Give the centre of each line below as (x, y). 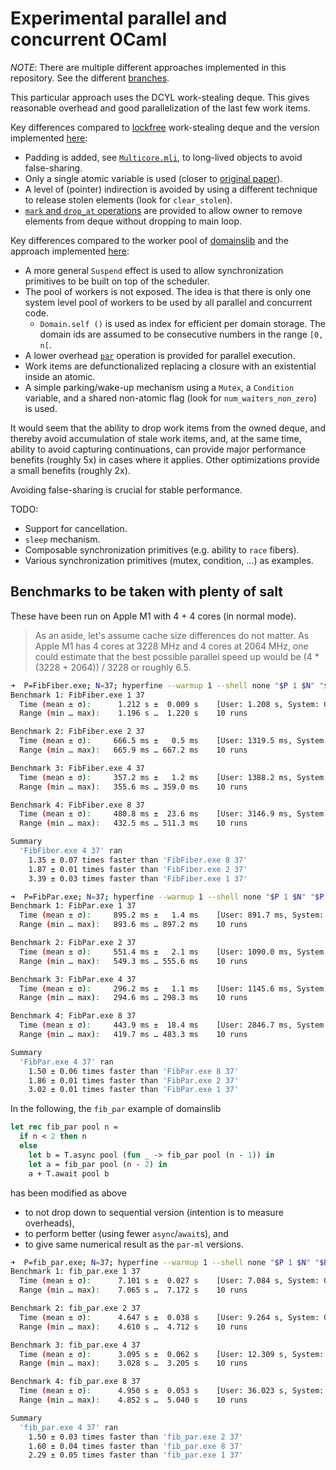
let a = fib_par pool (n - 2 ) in (98, 1164)
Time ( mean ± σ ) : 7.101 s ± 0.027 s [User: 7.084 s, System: (169, 1281)
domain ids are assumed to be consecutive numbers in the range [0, (181, 334)
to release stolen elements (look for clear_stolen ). (128, 199)
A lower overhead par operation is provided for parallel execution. (160, 355)
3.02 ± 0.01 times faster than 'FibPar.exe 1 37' (134, 1090)
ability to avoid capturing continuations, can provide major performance (158, 449)
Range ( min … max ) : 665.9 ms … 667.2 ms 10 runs (133, 750)
